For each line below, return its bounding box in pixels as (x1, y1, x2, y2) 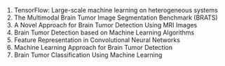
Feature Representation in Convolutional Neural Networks (13, 36, 181, 44)
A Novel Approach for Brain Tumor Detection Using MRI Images (13, 21, 198, 29)
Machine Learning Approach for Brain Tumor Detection (13, 44, 173, 51)
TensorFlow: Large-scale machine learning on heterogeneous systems (13, 6, 219, 14)
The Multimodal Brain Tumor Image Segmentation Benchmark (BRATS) (13, 13, 219, 22)
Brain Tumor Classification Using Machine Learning (13, 51, 163, 59)
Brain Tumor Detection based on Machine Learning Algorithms (13, 28, 195, 37)
